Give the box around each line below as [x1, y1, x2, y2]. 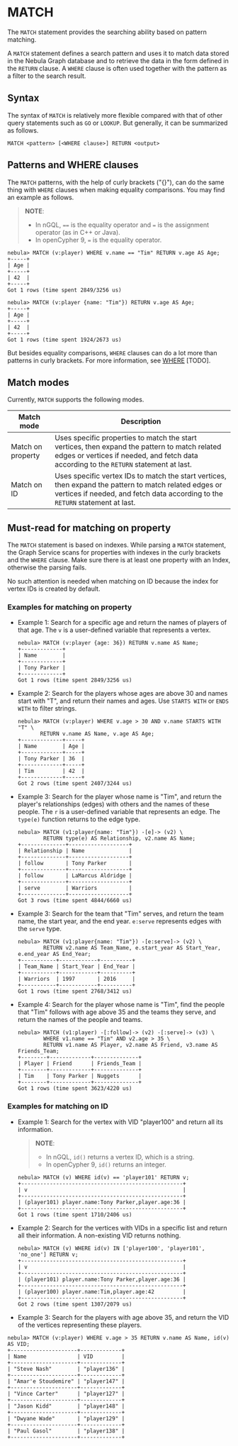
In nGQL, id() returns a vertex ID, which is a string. [45, 1152, 195, 1161]
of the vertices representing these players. [17, 1320, 142, 1329]
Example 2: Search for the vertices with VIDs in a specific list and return [17, 1223, 228, 1232]
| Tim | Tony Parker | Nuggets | [17, 1072, 142, 1080]
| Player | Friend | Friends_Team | [17, 1060, 142, 1067]
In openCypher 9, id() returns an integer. [45, 1160, 166, 1169]
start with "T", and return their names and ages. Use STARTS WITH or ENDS [17, 696, 229, 706]
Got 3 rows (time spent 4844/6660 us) [17, 897, 132, 904]
